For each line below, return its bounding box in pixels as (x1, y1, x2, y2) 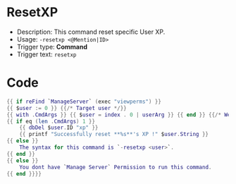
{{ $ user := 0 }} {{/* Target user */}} (6, 104, 128, 111)
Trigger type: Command (16, 42, 87, 51)
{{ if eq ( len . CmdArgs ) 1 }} (6, 118, 96, 125)
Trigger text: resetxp (16, 50, 77, 59)
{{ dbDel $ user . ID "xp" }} (19, 124, 99, 131)
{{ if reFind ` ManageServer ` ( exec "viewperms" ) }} (6, 98, 161, 105)
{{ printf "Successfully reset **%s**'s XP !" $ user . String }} (19, 131, 209, 138)
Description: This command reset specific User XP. (16, 27, 166, 36)
